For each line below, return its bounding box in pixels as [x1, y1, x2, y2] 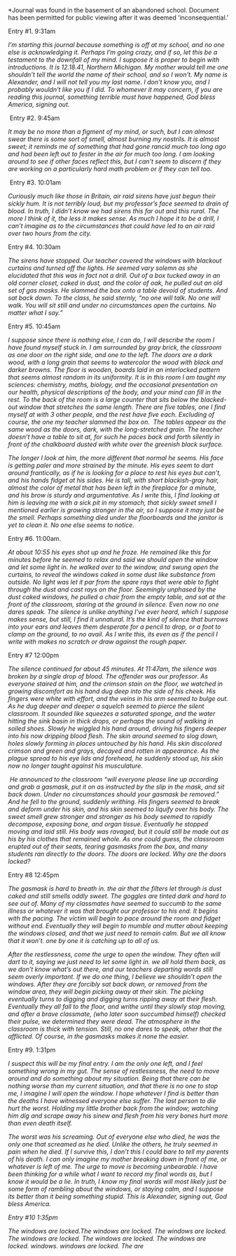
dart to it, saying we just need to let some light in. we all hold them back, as [8, 958, 226, 966]
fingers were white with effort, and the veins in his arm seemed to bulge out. [8, 695, 228, 702]
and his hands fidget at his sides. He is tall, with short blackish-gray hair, [8, 476, 219, 484]
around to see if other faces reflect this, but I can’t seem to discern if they [8, 157, 221, 166]
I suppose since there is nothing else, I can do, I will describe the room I [8, 336, 215, 344]
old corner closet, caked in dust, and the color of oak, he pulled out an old [8, 279, 223, 287]
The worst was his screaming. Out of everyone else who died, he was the [8, 1133, 220, 1141]
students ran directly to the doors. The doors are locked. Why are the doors [8, 850, 227, 858]
